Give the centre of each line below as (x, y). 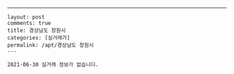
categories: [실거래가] (39, 38)
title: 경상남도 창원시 (37, 30)
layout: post (26, 17)
